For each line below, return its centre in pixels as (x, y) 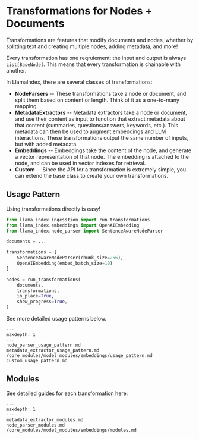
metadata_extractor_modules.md (45, 420)
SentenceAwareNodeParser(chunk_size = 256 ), (70, 258)
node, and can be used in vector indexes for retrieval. (80, 163)
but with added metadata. (46, 144)
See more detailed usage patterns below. (56, 319)
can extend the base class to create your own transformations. (91, 175)
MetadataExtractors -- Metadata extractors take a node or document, (101, 112)
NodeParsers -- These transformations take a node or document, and (100, 93)
